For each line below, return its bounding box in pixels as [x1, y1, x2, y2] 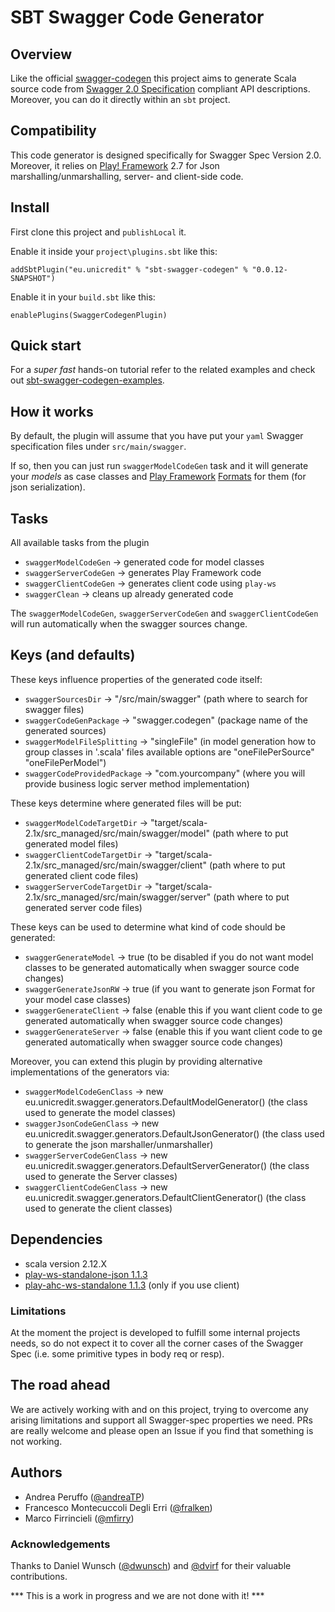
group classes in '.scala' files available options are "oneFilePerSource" [24, 746, 315, 758]
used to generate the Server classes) [24, 1170, 178, 1182]
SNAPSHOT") [10, 273, 56, 283]
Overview [10, 46, 73, 63]
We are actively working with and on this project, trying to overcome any [10, 1403, 309, 1415]
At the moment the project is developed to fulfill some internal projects [10, 1326, 301, 1338]
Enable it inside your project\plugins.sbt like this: [10, 245, 218, 257]
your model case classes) [24, 993, 132, 1005]
